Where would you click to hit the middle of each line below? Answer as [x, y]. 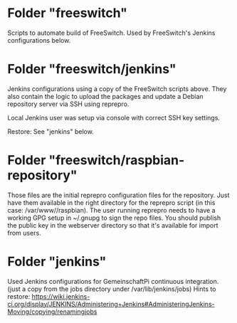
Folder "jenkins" [57, 262]
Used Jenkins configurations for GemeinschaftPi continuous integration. [113, 281]
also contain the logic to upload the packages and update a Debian [106, 96]
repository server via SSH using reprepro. [68, 104]
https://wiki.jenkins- [61, 296]
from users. [24, 233]
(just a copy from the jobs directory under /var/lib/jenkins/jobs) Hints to [112, 289]
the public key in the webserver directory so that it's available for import [113, 225]
